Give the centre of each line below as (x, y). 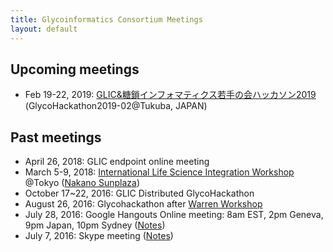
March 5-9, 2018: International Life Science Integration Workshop (159, 172)
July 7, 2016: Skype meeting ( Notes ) (99, 236)
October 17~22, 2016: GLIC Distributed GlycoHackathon (139, 193)
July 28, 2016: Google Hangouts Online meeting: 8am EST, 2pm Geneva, (174, 215)
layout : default (44, 29)
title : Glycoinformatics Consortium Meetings (106, 19)
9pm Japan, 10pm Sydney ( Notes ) (95, 225)
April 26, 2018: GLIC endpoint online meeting (117, 162)
